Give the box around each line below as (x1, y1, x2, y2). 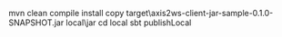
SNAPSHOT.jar (8, 17, 65, 28)
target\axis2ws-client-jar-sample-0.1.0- (126, 8, 274, 18)
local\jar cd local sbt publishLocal (65, 17, 192, 28)
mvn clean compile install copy (8, 8, 125, 18)
